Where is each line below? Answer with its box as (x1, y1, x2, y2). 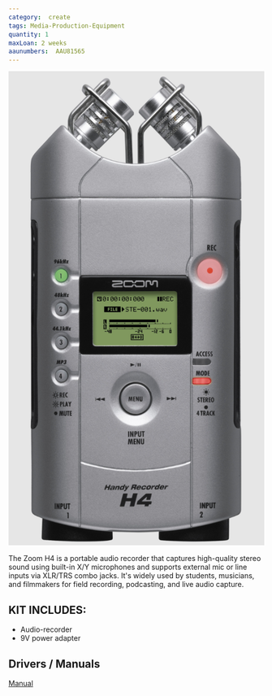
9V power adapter (19, 633, 81, 643)
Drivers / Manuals (8, 657, 101, 671)
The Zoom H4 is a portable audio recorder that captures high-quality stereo (8, 554, 261, 563)
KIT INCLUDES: (8, 602, 87, 617)
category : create (8, 13, 71, 21)
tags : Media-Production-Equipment (8, 21, 126, 30)
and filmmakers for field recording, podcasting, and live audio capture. (8, 580, 244, 589)
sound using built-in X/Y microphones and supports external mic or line (8, 562, 248, 572)
